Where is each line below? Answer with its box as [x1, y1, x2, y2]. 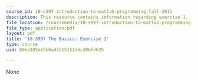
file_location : [6, 19, 44, 25]
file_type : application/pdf [6, 25, 75, 31]
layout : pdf [6, 31, 35, 36]
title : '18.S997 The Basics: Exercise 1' [6, 36, 110, 42]
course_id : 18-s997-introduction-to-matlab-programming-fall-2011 [6, 8, 173, 15]
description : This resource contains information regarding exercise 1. [6, 14, 189, 20]
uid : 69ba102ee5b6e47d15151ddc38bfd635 [6, 47, 104, 53]
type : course [6, 42, 38, 48]
